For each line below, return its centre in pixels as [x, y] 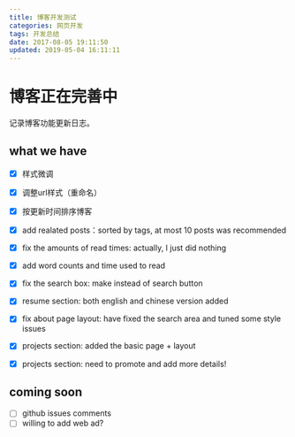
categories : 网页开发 [46, 26]
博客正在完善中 [64, 97]
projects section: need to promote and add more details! [124, 364]
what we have [48, 151]
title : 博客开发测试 [43, 17]
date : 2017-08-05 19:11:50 [59, 42]
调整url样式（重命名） [61, 192]
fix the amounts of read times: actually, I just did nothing [124, 248]
